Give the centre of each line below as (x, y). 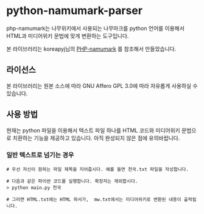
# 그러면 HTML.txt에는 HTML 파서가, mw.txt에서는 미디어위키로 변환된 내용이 (94, 199)
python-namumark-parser (75, 11)
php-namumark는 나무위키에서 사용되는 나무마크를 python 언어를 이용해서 (95, 28)
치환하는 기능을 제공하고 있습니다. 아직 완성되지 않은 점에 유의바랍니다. (96, 138)
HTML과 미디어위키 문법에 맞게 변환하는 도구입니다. (68, 36)
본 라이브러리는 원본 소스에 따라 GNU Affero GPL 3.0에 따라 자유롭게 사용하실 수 (102, 85)
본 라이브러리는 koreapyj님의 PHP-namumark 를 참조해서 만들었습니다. (91, 49)
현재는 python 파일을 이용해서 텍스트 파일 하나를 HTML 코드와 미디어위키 (93, 130)
